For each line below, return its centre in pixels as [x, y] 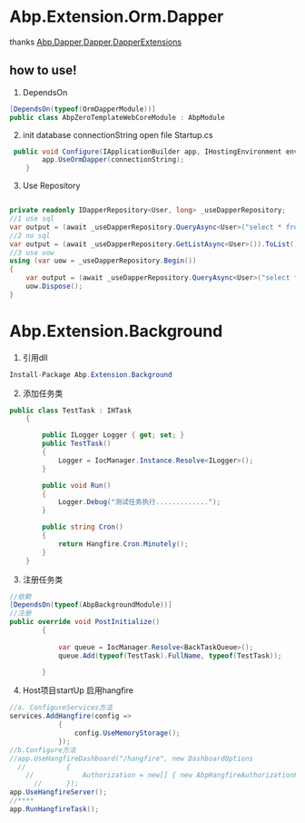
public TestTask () [77, 444]
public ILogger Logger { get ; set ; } [113, 435]
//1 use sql [32, 219]
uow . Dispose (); [54, 286]
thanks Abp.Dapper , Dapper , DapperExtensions [96, 42]
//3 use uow [32, 253]
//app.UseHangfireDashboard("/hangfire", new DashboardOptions [132, 759]
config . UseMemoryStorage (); [127, 733]
